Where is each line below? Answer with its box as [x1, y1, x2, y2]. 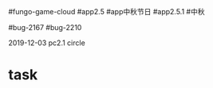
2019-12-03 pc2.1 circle [8, 38, 85, 48]
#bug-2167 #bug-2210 [8, 23, 82, 32]
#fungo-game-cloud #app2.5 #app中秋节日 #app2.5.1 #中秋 [8, 7, 205, 16]
